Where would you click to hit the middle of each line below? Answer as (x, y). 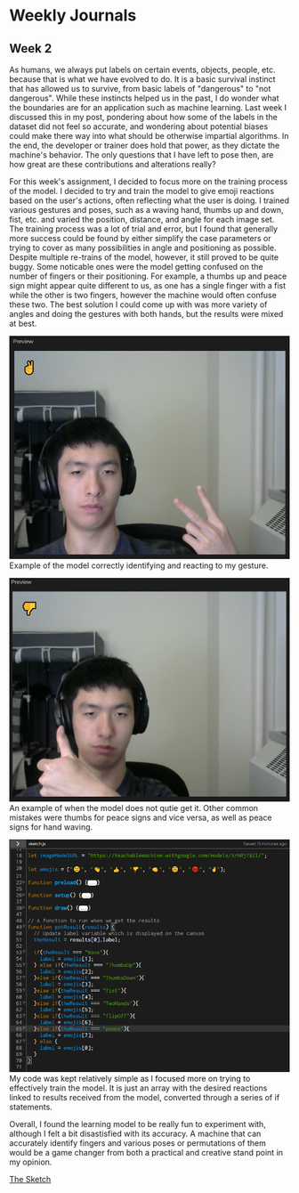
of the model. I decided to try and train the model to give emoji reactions (141, 191)
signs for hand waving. (51, 827)
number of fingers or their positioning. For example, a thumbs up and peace (148, 276)
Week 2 (31, 49)
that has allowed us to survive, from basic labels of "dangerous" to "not (140, 89)
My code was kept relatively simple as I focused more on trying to (130, 1078)
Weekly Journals (73, 16)
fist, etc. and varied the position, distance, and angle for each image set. (142, 219)
